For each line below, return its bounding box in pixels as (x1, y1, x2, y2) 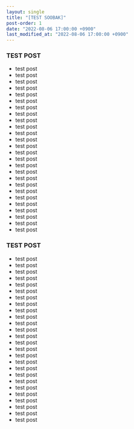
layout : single (6, 8, 45, 15)
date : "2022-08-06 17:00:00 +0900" (6, 25, 96, 32)
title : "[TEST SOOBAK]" (6, 15, 67, 21)
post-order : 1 (6, 20, 42, 26)
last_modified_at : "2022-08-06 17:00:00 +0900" (6, 32, 129, 38)
